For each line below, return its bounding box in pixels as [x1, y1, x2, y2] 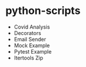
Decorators [13, 29, 42, 36]
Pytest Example [13, 48, 52, 55]
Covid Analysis [13, 23, 50, 30]
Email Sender [13, 36, 46, 43]
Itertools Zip [13, 54, 43, 61]
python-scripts [5, 4, 81, 17]
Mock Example [13, 42, 50, 49]
